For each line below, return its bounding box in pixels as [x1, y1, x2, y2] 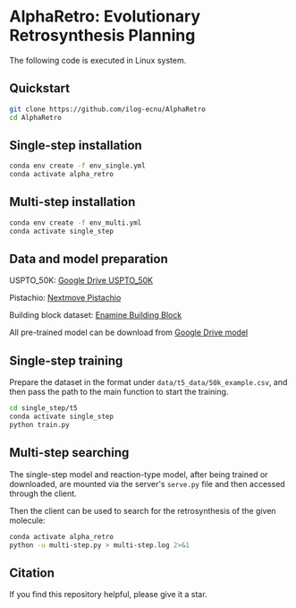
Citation [9, 565, 55, 580]
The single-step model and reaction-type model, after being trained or [9, 468, 268, 480]
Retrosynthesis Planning [9, 25, 196, 46]
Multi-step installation [9, 194, 136, 210]
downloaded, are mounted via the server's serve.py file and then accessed [9, 478, 286, 489]
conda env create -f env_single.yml [9, 161, 146, 171]
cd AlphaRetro [9, 113, 63, 122]
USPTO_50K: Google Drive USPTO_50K [9, 275, 154, 286]
